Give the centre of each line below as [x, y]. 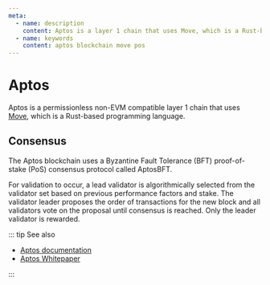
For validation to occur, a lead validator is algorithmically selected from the [132, 185]
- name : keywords [45, 38]
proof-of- [229, 161]
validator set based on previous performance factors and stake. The [121, 193]
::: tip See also [32, 234]
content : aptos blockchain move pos [84, 46]
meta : [17, 16]
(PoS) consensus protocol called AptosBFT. [100, 169]
